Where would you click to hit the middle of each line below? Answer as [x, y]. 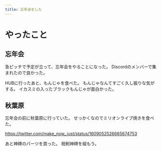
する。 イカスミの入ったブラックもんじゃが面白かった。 [61, 89]
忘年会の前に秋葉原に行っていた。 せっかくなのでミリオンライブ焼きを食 [78, 118]
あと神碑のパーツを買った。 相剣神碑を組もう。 [52, 144]
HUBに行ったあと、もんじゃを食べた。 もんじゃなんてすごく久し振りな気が [80, 83]
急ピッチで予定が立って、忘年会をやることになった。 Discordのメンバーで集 [81, 67]
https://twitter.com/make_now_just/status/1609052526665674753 [71, 134]
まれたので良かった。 [26, 72]
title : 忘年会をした [23, 9]
